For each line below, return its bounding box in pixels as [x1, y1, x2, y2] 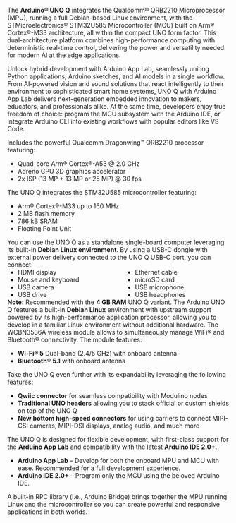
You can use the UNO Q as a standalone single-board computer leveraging [7, 238, 225, 246]
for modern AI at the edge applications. [7, 51, 121, 59]
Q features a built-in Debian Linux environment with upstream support [7, 306, 211, 313]
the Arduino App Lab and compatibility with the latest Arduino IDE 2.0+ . [7, 443, 218, 451]
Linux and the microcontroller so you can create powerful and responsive [7, 500, 221, 508]
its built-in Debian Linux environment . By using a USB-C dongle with [7, 246, 208, 253]
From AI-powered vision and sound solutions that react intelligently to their [7, 80, 224, 88]
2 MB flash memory [17, 210, 75, 217]
